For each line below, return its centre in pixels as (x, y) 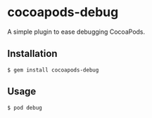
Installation (32, 54)
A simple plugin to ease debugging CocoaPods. (76, 32)
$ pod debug (25, 107)
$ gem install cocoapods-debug (53, 70)
